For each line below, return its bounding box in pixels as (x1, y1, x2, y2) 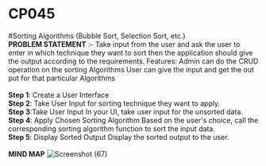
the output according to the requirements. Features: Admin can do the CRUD (8, 56, 259, 66)
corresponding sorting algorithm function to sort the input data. (8, 124, 216, 133)
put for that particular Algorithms (8, 73, 116, 83)
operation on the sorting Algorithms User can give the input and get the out (8, 64, 254, 74)
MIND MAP (8, 149, 45, 159)
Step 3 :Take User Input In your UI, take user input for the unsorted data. (8, 106, 244, 116)
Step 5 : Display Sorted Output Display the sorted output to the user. (8, 132, 229, 141)
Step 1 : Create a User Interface (8, 90, 110, 99)
